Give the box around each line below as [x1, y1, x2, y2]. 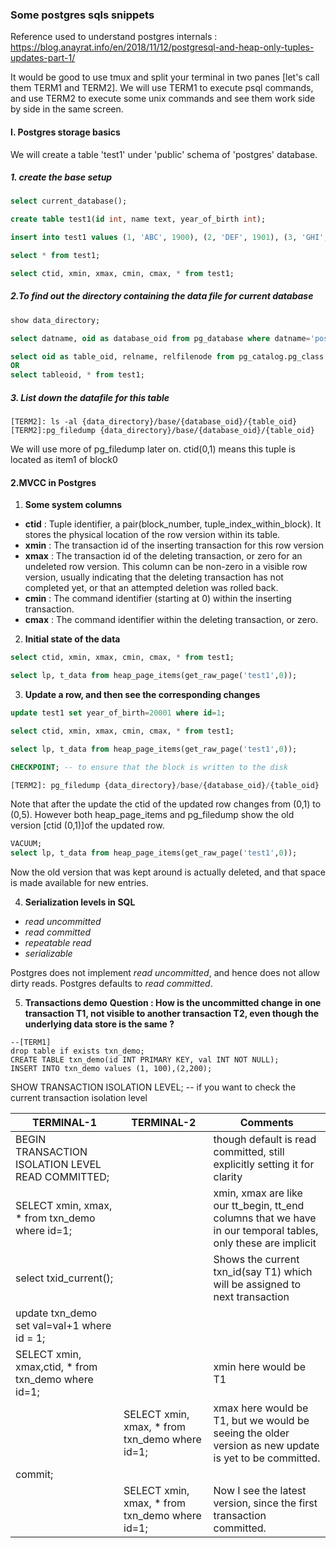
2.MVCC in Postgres [10, 476, 97, 488]
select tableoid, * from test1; [10, 370, 145, 380]
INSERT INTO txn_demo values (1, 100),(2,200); [10, 1064, 213, 1074]
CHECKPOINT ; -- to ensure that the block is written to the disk [10, 762, 288, 772]
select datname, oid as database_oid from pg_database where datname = [10, 333, 311, 343]
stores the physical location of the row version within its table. [24, 529, 281, 541]
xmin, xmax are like [213, 1186, 303, 1200]
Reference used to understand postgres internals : [10, 31, 218, 43]
